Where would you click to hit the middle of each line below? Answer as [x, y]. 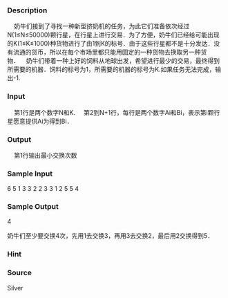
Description [27, 10]
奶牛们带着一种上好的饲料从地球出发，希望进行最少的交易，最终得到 [123, 61]
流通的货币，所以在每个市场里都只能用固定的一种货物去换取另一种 [107, 52]
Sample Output [33, 207]
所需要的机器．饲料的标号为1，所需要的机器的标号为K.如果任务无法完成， [111, 69]
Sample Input [30, 174]
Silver [15, 288]
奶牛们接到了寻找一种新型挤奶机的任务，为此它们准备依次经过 [102, 26]
